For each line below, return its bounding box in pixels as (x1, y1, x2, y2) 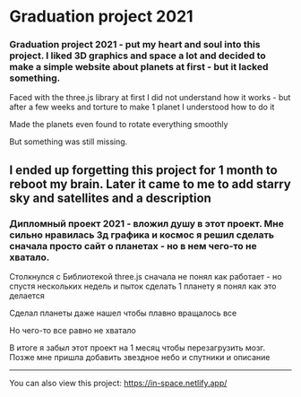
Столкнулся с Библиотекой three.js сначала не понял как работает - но (9, 272, 282, 282)
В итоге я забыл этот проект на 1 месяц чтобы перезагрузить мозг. (9, 342, 266, 353)
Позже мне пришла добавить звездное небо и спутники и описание (9, 352, 271, 363)
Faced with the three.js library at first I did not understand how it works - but (9, 92, 291, 103)
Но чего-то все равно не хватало (9, 325, 136, 336)
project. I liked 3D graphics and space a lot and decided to (9, 49, 266, 62)
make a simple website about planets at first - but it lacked (9, 61, 269, 73)
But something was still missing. (9, 136, 128, 147)
